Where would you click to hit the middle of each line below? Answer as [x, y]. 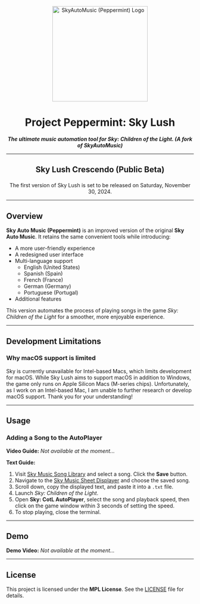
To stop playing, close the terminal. [58, 512]
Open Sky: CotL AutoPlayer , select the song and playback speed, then [102, 499]
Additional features [38, 299]
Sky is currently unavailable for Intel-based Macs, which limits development [99, 371]
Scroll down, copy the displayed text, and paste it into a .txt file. [94, 487]
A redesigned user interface [49, 255]
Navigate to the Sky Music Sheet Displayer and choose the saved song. [102, 480]
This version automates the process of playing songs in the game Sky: [92, 311]
